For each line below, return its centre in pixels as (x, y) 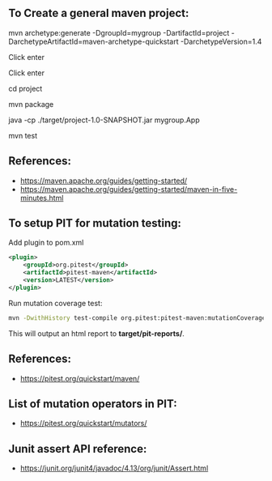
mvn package (31, 104)
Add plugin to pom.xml (46, 243)
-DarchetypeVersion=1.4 (221, 41)
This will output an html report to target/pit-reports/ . (96, 333)
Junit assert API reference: (78, 449)
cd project (25, 88)
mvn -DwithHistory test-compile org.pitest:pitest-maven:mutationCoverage (137, 318)
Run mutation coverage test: (55, 303)
